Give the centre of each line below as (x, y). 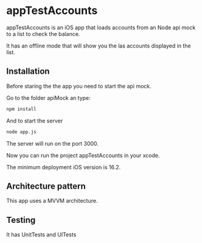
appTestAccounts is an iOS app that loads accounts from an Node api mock (101, 27)
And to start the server (35, 121)
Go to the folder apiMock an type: (49, 97)
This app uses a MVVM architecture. (52, 201)
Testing (21, 220)
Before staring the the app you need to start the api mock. (79, 86)
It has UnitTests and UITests (41, 234)
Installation (28, 72)
